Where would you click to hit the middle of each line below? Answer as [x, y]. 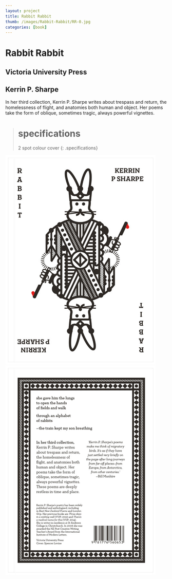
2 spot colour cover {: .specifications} [58, 148]
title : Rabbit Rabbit [28, 16]
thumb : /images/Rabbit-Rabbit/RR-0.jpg [48, 22]
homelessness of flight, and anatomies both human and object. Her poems [84, 107]
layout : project [23, 11]
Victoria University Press [46, 72]
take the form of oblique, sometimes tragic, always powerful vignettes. [80, 113]
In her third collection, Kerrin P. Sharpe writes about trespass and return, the [86, 102]
